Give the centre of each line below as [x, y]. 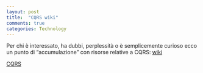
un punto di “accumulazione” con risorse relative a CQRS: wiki [84, 52]
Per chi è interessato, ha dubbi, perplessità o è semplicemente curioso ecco [102, 46]
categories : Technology [37, 29]
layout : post [23, 12]
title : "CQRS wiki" [33, 17]
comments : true [26, 23]
